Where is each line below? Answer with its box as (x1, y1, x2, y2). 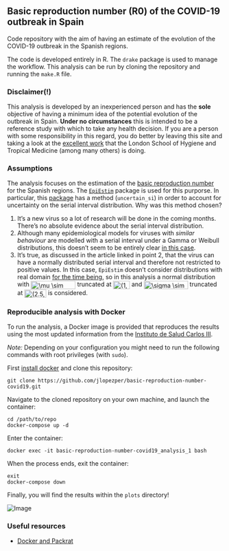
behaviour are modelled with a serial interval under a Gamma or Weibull (16, 237, 219, 245)
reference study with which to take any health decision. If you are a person (7, 125, 219, 133)
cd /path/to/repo (7, 416, 57, 423)
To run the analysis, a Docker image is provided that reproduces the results (7, 323, 219, 331)
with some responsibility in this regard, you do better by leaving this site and (7, 132, 223, 140)
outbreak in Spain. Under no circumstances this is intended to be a (7, 117, 197, 126)
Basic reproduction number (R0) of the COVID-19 (7, 6, 221, 17)
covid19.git (7, 383, 41, 391)
